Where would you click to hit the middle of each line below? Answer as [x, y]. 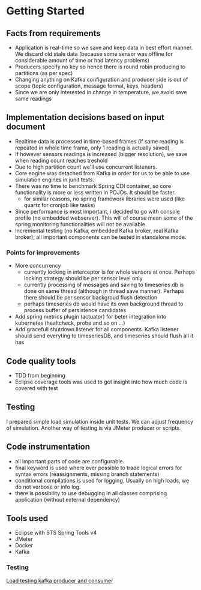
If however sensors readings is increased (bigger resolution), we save [101, 154]
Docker [24, 546]
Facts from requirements [53, 33]
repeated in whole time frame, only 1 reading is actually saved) [92, 148]
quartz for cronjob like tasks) [59, 205]
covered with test [36, 388]
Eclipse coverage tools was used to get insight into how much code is [101, 382]
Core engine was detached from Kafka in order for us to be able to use [102, 173]
